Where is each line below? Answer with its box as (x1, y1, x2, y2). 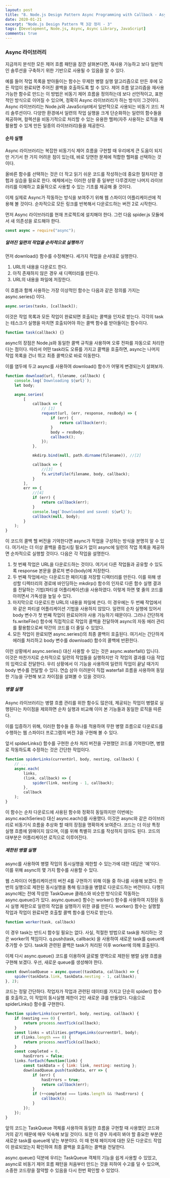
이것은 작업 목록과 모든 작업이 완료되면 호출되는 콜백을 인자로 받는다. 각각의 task (5, 314, 163, 320)
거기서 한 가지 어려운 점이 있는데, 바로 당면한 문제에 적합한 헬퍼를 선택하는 (10, 154, 156, 160)
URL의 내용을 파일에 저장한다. (12, 277, 72, 283)
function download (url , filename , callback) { (5, 374, 105, 379)
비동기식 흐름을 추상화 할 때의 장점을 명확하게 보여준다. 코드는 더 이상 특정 (14, 822, 160, 828)
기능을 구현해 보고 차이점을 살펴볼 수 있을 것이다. (10, 674, 106, 680)
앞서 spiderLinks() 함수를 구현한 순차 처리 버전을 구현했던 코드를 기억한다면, (5, 741, 155, 747)
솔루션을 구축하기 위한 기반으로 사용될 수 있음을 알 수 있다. (10, 67, 125, 73)
